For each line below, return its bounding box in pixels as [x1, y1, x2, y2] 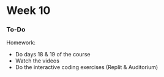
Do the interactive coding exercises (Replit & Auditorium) [15, 64, 158, 71]
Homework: [6, 39, 35, 46]
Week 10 [6, 4, 51, 18]
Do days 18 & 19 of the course [15, 51, 91, 58]
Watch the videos [15, 57, 60, 64]
